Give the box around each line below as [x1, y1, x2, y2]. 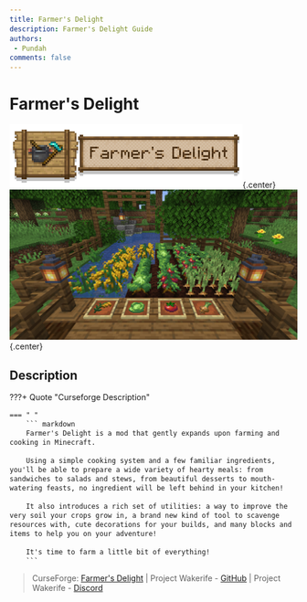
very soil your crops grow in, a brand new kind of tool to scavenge [9, 512, 281, 521]
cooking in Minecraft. [9, 438, 96, 448]
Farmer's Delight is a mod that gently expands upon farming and [26, 429, 281, 438]
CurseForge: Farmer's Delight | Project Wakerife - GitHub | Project [31, 573, 281, 584]
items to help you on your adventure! [9, 530, 157, 539]
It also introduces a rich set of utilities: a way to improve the [26, 502, 288, 512]
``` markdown [26, 420, 76, 429]
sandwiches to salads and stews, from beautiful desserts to [9, 475, 248, 484]
